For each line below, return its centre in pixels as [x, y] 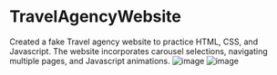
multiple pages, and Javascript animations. [90, 61]
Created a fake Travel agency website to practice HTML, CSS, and [133, 42]
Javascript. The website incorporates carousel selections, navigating [139, 51]
